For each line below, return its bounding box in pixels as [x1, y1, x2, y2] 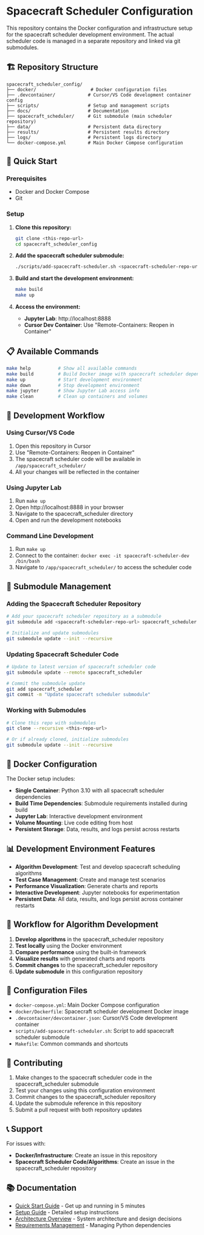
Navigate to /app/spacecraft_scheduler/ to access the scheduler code [15, 564, 192, 571]
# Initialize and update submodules [6, 630, 99, 636]
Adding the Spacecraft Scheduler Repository [6, 600, 141, 608]
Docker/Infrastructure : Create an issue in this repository [15, 1151, 158, 1158]
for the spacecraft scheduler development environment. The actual [6, 30, 174, 38]
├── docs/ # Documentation [6, 108, 129, 114]
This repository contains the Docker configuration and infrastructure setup [6, 24, 193, 32]
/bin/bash [15, 558, 41, 564]
